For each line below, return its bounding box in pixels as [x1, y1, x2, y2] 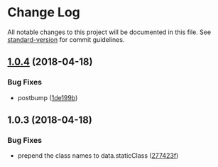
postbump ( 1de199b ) [17, 93, 78, 102]
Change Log [7, 4, 80, 21]
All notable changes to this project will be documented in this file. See [7, 28, 212, 36]
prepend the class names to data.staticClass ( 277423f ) [17, 151, 179, 160]
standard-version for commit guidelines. [7, 35, 125, 43]
